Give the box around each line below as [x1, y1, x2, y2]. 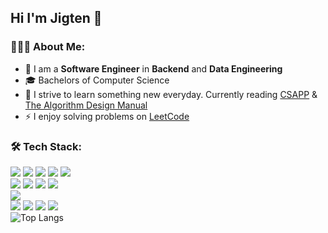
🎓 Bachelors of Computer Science [24, 74, 170, 86]
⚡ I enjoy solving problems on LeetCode [24, 110, 190, 122]
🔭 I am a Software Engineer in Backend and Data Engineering [24, 62, 283, 75]
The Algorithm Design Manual [24, 99, 148, 111]
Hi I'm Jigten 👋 [10, 10, 103, 27]
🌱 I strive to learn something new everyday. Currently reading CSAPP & [24, 88, 318, 100]
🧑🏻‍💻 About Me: [10, 40, 86, 54]
